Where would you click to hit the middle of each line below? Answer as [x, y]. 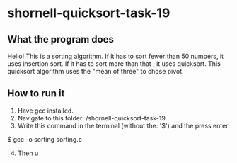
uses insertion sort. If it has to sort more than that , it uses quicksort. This [114, 64]
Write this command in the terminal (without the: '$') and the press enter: [124, 125]
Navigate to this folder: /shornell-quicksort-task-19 [92, 118]
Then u [28, 153]
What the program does [61, 39]
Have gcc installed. [46, 111]
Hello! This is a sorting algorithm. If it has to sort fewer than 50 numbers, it [116, 56]
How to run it [36, 94]
